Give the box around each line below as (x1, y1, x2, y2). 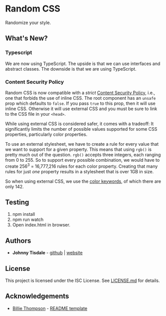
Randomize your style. (5, 20, 51, 26)
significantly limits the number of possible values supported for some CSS (5, 126, 158, 132)
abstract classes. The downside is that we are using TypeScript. (5, 66, 137, 72)
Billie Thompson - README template (12, 305, 88, 311)
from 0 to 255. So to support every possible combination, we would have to (5, 157, 160, 163)
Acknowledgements (5, 292, 69, 300)
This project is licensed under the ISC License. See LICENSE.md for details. (5, 277, 160, 283)
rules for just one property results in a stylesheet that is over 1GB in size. (5, 168, 154, 174)
